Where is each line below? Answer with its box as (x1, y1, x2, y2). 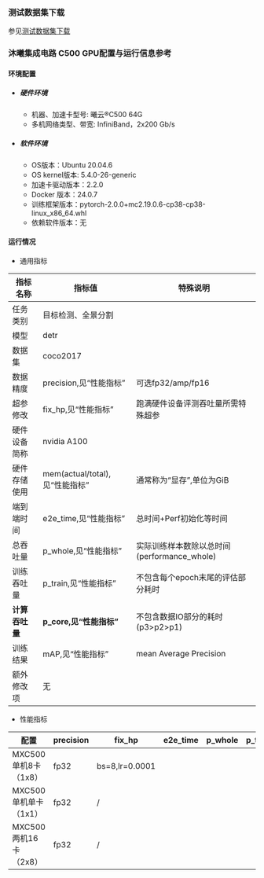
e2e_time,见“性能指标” (42, 512, 126, 523)
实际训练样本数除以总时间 (136, 540, 231, 551)
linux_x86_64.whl (31, 208, 87, 218)
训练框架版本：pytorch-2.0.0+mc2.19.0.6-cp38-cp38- (31, 199, 206, 209)
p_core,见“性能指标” (42, 615, 119, 626)
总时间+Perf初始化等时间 (136, 512, 228, 523)
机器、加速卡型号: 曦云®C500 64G (31, 109, 143, 119)
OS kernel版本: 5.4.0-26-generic (31, 170, 137, 179)
